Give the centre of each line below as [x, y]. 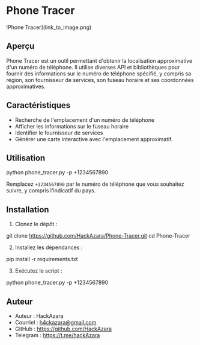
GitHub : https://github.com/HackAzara [63, 329]
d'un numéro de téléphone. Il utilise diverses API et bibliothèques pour [93, 67]
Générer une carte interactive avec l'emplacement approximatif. [94, 139]
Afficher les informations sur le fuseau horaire [72, 126]
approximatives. [26, 86]
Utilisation [26, 158]
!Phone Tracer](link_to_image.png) [49, 27]
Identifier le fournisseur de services [59, 133]
